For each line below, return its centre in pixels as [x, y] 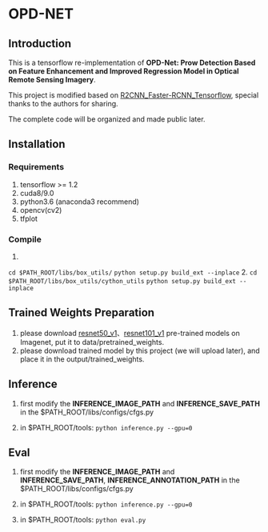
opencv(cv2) [41, 210]
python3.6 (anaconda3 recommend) [80, 202]
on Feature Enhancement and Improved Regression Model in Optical [124, 71]
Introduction [40, 44]
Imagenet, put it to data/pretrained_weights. [92, 342]
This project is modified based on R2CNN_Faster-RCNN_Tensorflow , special [134, 95]
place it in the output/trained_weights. [82, 359]
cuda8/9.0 [37, 193]
